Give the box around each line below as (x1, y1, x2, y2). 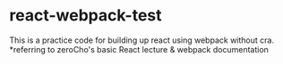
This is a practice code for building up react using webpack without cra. (9, 35, 275, 45)
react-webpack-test (9, 5, 163, 26)
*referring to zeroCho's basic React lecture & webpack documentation (9, 44, 269, 54)
